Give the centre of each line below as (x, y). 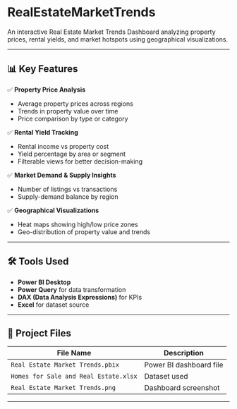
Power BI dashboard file (184, 365)
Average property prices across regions (75, 104)
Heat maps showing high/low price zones (78, 224)
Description (184, 353)
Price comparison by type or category (73, 118)
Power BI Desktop (44, 282)
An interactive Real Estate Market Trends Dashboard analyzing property (112, 32)
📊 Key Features (43, 69)
